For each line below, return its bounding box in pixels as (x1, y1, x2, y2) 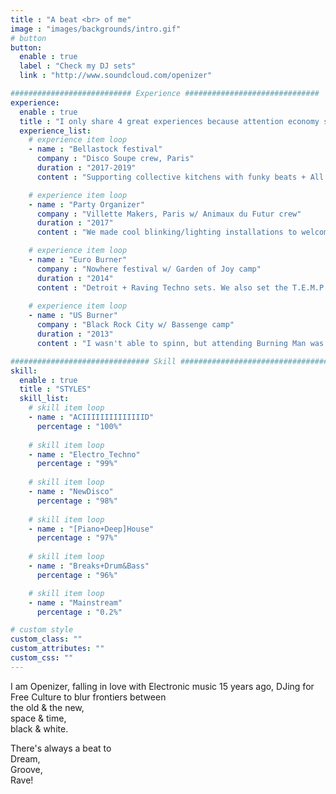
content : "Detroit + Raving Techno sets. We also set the (36, 282, 288, 293)
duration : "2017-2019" (36, 163, 137, 173)
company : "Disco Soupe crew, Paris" (36, 154, 195, 164)
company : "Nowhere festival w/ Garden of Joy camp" (36, 264, 262, 274)
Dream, (10, 752, 41, 765)
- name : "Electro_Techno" (28, 449, 141, 460)
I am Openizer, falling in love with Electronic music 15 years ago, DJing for (10, 680, 315, 692)
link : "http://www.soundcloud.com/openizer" (19, 71, 213, 81)
